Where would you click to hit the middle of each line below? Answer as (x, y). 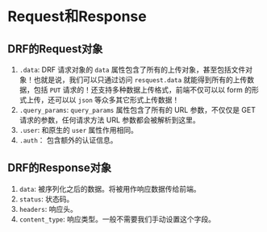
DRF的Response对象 (60, 168)
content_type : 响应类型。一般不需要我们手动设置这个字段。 (117, 219)
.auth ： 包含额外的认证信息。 (68, 140)
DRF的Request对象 (55, 49)
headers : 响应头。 (48, 209)
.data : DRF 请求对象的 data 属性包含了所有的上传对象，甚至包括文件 (132, 70)
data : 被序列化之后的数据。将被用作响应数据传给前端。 (110, 188)
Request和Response (77, 17)
